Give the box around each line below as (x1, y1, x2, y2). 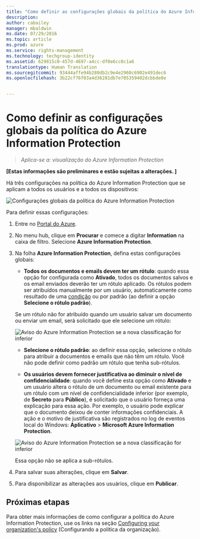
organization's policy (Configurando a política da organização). (6, 525, 161, 533)
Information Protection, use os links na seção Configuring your (6, 519, 160, 526)
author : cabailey (6, 20, 49, 26)
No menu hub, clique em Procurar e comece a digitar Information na (14, 232, 185, 239)
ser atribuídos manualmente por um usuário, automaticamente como (23, 286, 192, 294)
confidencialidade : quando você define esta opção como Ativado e (23, 377, 192, 384)
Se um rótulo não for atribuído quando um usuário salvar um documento (14, 311, 192, 318)
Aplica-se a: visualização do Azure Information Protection (20, 156, 164, 164)
